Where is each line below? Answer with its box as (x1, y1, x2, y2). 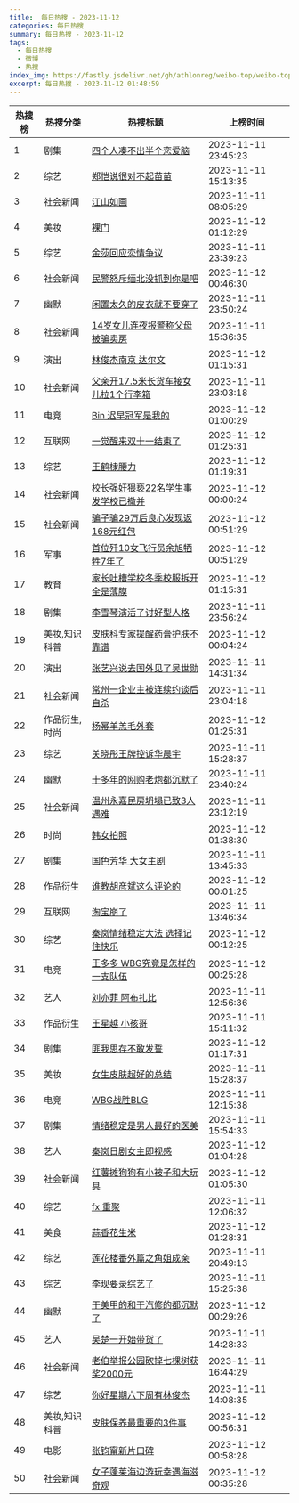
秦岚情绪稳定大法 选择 (91, 927, 184, 939)
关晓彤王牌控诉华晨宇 (91, 747, 181, 760)
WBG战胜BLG (91, 1093, 149, 1106)
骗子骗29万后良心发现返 (91, 511, 193, 524)
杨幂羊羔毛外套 (91, 719, 154, 732)
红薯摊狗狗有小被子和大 (91, 1166, 190, 1178)
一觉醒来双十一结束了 (91, 435, 181, 447)
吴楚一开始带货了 (91, 1333, 163, 1345)
